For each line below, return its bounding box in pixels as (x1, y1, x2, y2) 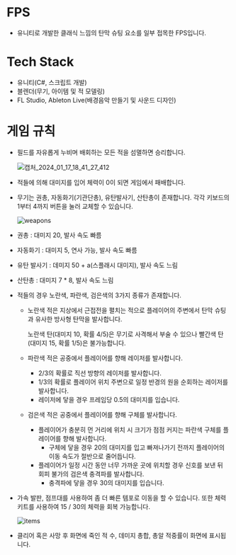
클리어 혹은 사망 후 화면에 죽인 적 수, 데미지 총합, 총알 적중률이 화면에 (16, 531, 208, 539)
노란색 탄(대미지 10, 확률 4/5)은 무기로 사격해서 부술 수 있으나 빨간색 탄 (27, 330, 224, 338)
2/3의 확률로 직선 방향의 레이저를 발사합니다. (38, 369, 162, 377)
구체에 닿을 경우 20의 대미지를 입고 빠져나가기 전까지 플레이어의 (48, 443, 225, 452)
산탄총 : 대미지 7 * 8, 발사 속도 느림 (16, 275, 114, 284)
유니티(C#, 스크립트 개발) (16, 78, 87, 86)
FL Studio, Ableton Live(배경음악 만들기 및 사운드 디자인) (16, 96, 176, 104)
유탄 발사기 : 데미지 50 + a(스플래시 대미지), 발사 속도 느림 (16, 261, 179, 269)
